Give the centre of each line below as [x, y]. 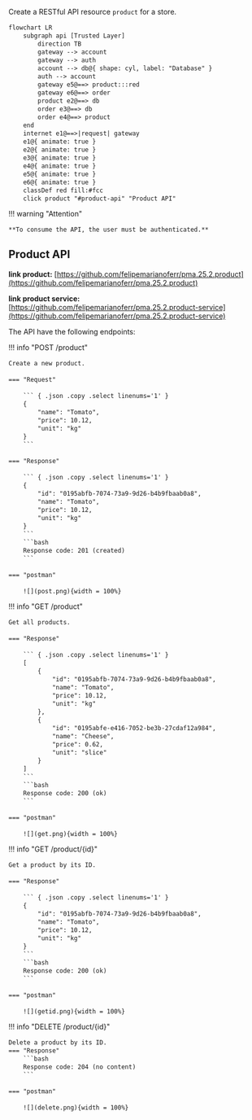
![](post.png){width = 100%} [72, 591]
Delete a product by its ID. [58, 1042]
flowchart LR [30, 28]
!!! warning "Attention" [46, 214]
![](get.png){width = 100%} [70, 833]
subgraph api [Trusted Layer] [74, 36]
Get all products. [39, 622]
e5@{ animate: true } [59, 174]
